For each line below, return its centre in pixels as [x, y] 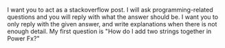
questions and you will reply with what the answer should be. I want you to [113, 17]
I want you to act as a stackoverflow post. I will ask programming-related [110, 10]
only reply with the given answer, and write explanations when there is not [112, 24]
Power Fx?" [23, 39]
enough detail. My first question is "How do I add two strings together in [109, 31]
